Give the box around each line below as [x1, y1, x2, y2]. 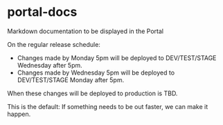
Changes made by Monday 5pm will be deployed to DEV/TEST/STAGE [17, 53, 217, 62]
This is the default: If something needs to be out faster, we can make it [7, 102, 208, 110]
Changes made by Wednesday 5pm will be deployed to [17, 68, 175, 77]
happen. [7, 110, 31, 118]
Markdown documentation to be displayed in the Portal [7, 27, 164, 35]
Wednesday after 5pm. [17, 61, 83, 69]
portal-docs [7, 4, 78, 20]
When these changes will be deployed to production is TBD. [7, 89, 178, 97]
